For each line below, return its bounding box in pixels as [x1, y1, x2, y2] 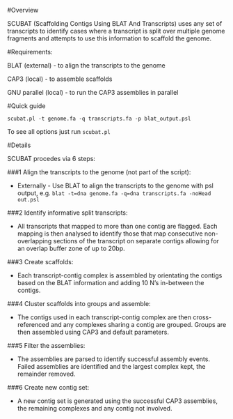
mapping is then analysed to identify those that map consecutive [17, 229, 203, 238]
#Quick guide [7, 102, 46, 110]
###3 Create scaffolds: [7, 258, 74, 266]
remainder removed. [17, 370, 76, 378]
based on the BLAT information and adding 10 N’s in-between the [17, 279, 204, 287]
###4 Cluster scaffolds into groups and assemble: [7, 300, 151, 307]
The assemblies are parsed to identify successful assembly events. [17, 355, 211, 363]
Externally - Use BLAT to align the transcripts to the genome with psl [17, 181, 214, 190]
